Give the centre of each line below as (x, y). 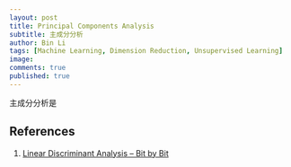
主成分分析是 (33, 102)
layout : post (34, 18)
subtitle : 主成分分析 (46, 34)
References (42, 132)
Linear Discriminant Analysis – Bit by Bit (95, 153)
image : (22, 59)
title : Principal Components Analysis (82, 26)
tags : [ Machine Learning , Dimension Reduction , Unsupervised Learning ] (146, 51)
